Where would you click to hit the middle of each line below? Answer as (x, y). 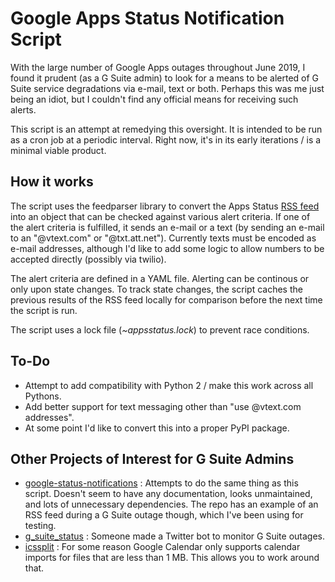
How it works (52, 182)
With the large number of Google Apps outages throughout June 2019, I (158, 67)
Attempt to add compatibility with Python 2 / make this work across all (169, 385)
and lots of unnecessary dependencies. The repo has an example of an (171, 504)
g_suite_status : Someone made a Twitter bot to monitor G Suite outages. (175, 536)
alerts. (23, 109)
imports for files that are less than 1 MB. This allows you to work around (172, 558)
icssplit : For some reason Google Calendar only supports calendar (162, 547)
